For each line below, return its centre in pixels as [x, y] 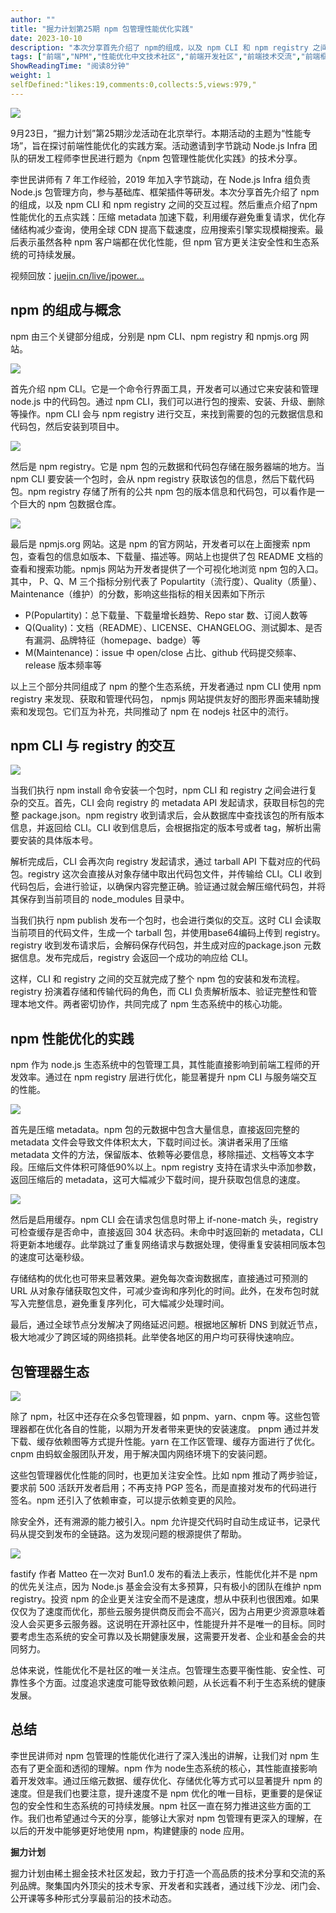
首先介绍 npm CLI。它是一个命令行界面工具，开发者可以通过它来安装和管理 [164, 388]
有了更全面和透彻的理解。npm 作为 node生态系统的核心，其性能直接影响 [168, 1768]
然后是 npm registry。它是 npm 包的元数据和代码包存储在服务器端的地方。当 [167, 466]
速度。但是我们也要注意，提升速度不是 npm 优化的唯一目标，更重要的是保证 [166, 1793]
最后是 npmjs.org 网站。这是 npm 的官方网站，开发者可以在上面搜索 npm [160, 543]
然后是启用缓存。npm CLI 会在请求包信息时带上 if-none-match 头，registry [164, 1220]
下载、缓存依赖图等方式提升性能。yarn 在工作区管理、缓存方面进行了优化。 [165, 1441]
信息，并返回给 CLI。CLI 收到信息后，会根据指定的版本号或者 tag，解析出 [161, 828]
